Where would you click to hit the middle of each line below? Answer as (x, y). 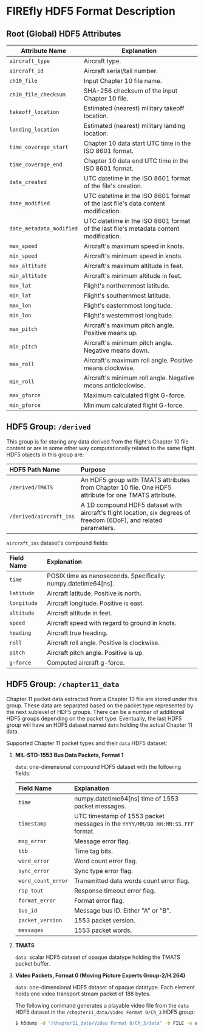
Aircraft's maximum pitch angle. (129, 325)
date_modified (30, 203)
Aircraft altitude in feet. (79, 613)
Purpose (93, 469)
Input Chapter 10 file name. (123, 81)
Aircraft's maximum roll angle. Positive (138, 360)
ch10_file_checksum (37, 95)
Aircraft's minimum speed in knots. (134, 256)
